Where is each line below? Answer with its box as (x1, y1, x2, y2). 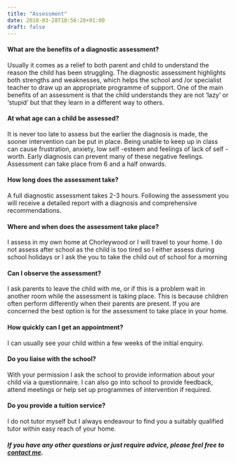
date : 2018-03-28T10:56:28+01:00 (7, 17, 105, 24)
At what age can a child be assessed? (7, 114, 119, 123)
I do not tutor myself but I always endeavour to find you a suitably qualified (7, 417, 224, 425)
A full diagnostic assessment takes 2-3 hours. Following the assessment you (7, 191, 229, 200)
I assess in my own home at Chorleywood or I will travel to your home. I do (7, 238, 223, 247)
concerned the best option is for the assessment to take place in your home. (7, 307, 228, 315)
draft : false (7, 23, 46, 30)
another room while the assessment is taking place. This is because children (7, 292, 228, 301)
